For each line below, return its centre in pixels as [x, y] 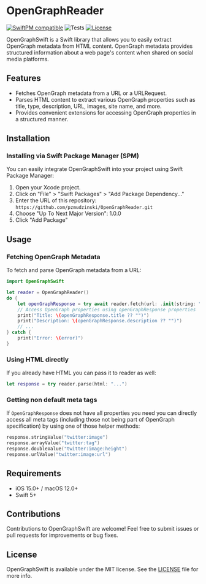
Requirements [34, 473]
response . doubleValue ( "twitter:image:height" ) [67, 449]
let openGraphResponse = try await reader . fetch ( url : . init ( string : [107, 304]
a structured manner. [42, 119]
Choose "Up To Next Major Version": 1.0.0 [68, 214]
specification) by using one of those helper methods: [73, 426]
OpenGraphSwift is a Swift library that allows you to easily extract [89, 39]
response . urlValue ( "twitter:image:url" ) [59, 454]
